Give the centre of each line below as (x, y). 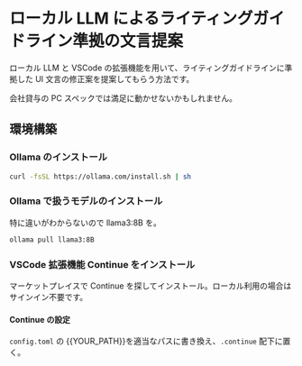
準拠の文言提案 (128, 41)
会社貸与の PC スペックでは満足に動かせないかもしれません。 (123, 98)
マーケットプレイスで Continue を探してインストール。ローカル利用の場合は (151, 286)
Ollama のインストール (59, 157)
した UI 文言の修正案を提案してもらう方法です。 (105, 78)
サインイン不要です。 (49, 297)
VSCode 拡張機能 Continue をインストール (102, 264)
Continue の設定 (40, 319)
